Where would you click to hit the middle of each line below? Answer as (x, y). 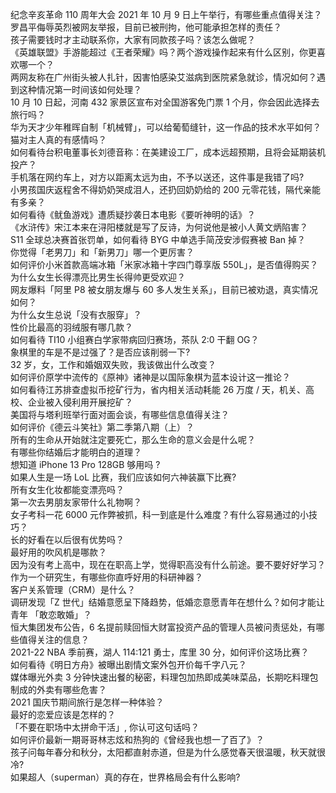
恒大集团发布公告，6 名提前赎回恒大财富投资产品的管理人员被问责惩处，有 (163, 627)
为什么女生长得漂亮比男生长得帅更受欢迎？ (98, 277)
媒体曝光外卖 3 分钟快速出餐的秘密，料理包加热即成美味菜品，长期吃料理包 (164, 677)
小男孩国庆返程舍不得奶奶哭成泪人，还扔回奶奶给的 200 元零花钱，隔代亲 (161, 189)
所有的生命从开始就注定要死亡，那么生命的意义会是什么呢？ (133, 439)
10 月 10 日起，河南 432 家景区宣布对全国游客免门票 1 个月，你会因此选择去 (165, 102)
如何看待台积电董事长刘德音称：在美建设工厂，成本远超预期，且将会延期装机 (168, 152)
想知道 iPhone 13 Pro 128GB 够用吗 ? (85, 464)
